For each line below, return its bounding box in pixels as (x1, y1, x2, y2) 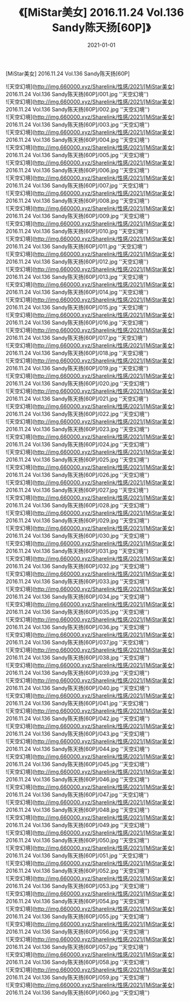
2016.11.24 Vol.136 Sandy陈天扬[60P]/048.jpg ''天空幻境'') (5, 806, 150, 813)
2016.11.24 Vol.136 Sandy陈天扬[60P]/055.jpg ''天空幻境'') (5, 912, 150, 920)
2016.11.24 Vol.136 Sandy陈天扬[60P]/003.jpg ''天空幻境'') (5, 121, 150, 128)
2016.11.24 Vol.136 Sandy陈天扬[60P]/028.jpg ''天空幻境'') (5, 501, 150, 509)
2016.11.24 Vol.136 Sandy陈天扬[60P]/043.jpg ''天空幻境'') (5, 730, 150, 737)
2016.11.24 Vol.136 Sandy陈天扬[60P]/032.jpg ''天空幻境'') (5, 562, 150, 570)
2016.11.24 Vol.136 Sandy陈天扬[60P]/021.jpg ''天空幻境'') (5, 395, 149, 402)
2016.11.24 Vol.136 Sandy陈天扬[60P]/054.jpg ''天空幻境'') (5, 897, 150, 905)
